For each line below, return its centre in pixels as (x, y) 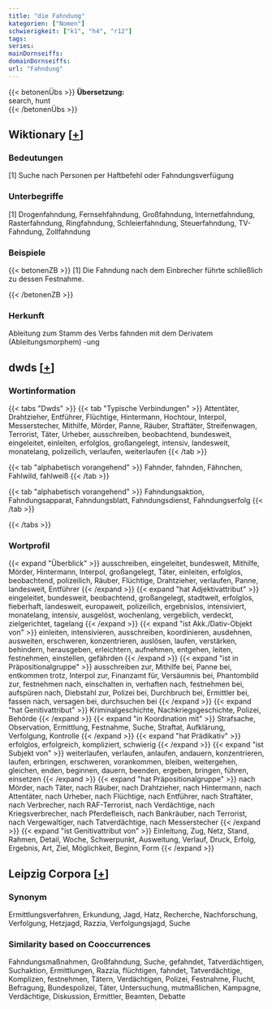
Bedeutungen (36, 158)
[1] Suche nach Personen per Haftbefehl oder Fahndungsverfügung (121, 175)
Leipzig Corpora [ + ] (59, 874)
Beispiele (27, 253)
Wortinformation (42, 391)
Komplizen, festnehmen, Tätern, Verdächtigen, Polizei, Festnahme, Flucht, (132, 979)
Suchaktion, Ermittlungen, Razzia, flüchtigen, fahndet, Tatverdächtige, (125, 971)
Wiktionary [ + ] (46, 135)
